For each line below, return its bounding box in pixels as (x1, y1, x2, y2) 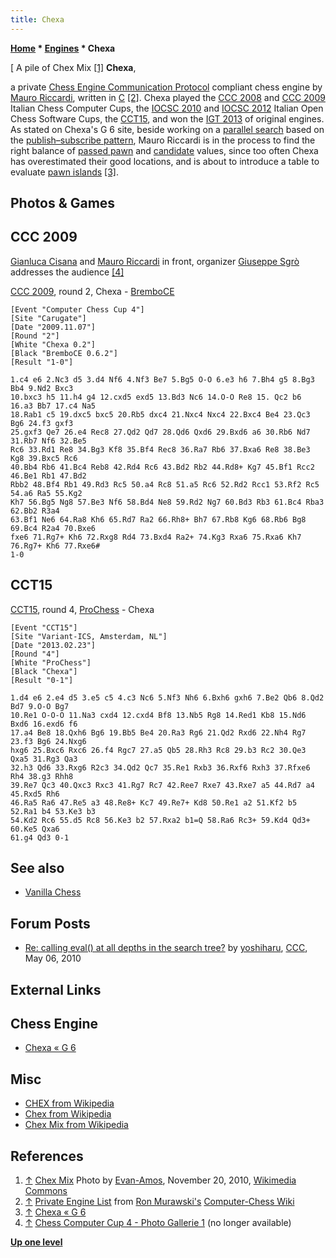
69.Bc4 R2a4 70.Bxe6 (10, 523, 97, 533)
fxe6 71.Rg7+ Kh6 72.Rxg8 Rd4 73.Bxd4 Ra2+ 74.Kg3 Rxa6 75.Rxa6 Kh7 (10, 532, 302, 542)
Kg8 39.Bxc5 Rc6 (10, 453, 78, 463)
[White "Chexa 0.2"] (10, 339, 97, 350)
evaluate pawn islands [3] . (10, 166, 119, 178)
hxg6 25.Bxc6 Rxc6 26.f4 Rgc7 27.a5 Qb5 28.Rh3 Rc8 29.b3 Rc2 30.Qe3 (10, 745, 307, 755)
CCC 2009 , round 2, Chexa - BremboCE (10, 285, 175, 297)
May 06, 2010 (24, 952, 82, 965)
